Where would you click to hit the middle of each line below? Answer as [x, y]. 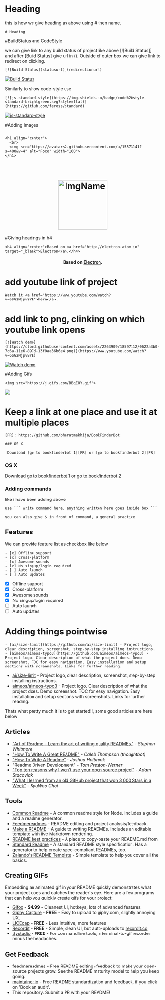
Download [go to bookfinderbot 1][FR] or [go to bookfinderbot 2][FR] [81, 453]
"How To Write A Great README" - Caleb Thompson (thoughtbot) [79, 754]
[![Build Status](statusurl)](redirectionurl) [54, 70]
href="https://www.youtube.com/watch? [71, 295]
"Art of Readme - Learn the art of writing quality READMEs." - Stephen [83, 744]
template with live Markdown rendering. [52, 834]
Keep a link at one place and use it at [81, 412]
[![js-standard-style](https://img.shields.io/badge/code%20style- [76, 98]
